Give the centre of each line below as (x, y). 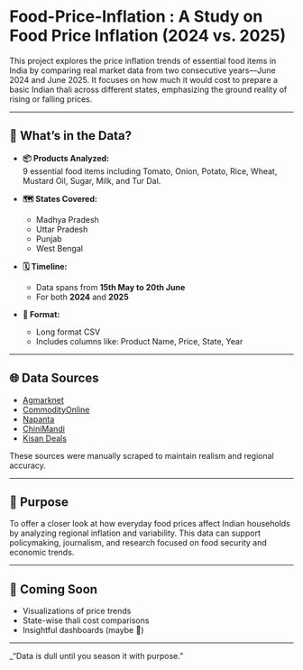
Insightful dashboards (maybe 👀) (83, 630)
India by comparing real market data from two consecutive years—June (143, 70)
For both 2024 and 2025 (82, 297)
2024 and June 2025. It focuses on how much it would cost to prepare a (143, 79)
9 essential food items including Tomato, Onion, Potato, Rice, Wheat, (150, 171)
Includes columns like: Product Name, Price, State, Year (139, 341)
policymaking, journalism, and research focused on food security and (138, 543)
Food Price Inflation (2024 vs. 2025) (148, 36)
